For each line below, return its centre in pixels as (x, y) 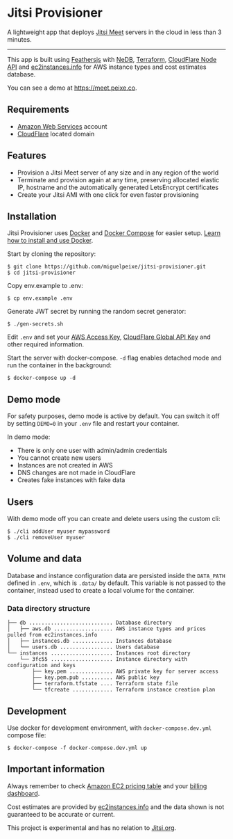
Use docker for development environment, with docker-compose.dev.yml (110, 728)
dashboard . (24, 793)
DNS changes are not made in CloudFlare (77, 473)
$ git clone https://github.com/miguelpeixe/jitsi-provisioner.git (107, 267)
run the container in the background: (60, 365)
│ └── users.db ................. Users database (83, 647)
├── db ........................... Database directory (89, 623)
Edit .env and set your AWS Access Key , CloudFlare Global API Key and (109, 337)
